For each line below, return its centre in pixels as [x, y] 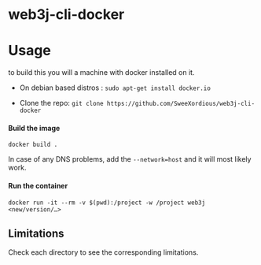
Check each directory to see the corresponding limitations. [103, 252]
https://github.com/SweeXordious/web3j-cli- [181, 104]
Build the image [34, 128]
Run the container [38, 185]
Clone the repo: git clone [61, 103]
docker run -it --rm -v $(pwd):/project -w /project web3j [107, 203]
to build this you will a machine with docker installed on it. [101, 73]
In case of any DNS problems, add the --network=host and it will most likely [130, 159]
